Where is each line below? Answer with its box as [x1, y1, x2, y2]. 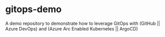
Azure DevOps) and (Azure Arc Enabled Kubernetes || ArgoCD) [5, 25, 138, 31]
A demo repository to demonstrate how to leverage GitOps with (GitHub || [5, 20, 160, 26]
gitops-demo [5, 4, 62, 15]
